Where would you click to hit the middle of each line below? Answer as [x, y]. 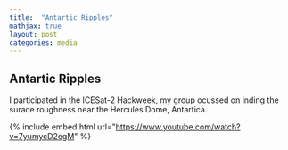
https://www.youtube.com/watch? [178, 127]
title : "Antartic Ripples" [62, 17]
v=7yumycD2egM [42, 137]
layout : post [33, 34]
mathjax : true [36, 26]
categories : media [43, 42]
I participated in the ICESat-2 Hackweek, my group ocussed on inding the [144, 100]
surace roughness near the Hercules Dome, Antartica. [108, 110]
